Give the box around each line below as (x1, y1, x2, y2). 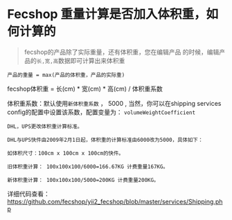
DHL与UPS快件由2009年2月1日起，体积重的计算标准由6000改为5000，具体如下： (7, 136, 204, 143)
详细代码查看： (7, 190, 50, 198)
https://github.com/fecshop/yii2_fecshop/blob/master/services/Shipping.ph (7, 197, 223, 205)
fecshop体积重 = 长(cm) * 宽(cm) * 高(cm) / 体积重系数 (7, 84, 163, 93)
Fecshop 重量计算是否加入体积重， (7, 6, 206, 22)
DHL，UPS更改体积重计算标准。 (7, 122, 83, 130)
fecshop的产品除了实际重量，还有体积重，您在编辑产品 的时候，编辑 (24, 48, 220, 56)
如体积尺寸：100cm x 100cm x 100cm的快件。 (7, 149, 125, 156)
